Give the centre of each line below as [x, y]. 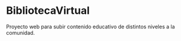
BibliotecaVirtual [48, 11]
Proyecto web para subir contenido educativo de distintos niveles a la [90, 27]
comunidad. [21, 32]
